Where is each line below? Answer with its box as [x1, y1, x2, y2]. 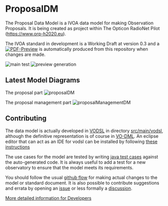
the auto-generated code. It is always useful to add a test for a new [5, 159, 146, 165]
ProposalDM [5, 3, 58, 15]
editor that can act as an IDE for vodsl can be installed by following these [5, 138, 158, 144]
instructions [5, 143, 30, 150]
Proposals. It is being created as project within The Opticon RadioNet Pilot [5, 25, 160, 31]
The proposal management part [5, 99, 72, 105]
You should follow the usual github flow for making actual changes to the [5, 174, 158, 181]
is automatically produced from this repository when [39, 46, 148, 52]
